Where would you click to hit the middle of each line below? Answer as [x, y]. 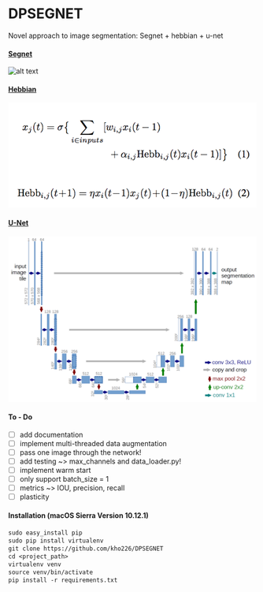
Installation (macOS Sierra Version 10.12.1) [79, 515]
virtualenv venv [35, 564]
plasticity [34, 497]
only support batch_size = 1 [64, 479]
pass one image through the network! [80, 452]
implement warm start [55, 471]
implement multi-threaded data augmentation [93, 443]
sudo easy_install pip [45, 533]
